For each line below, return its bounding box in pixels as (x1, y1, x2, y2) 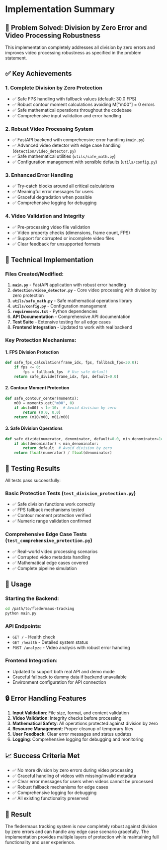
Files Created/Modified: (5, 271, 64, 278)
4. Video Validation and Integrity (5, 213, 85, 220)
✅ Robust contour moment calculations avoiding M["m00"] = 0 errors (12, 101, 155, 107)
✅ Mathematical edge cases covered (12, 560, 88, 566)
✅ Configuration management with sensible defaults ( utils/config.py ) (12, 159, 158, 165)
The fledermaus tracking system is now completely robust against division (5, 824, 158, 830)
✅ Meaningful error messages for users (12, 189, 93, 195)
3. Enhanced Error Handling (5, 171, 73, 178)
